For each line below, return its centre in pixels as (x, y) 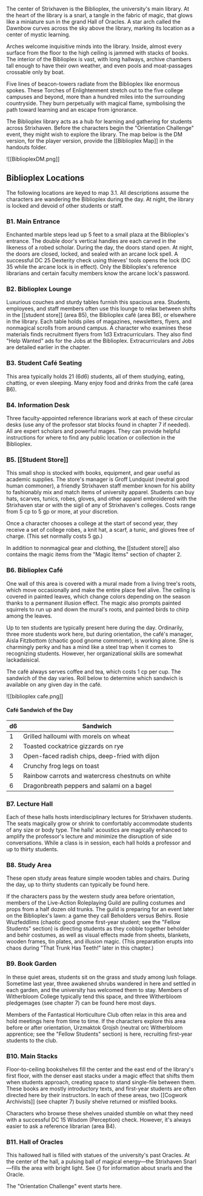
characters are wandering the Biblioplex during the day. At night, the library (100, 199)
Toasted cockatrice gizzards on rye (74, 746)
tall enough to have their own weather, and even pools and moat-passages (99, 66)
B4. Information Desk (38, 405)
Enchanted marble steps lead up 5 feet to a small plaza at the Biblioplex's (98, 235)
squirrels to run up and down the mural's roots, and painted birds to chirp (98, 609)
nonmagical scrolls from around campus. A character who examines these (99, 328)
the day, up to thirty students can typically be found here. (78, 885)
